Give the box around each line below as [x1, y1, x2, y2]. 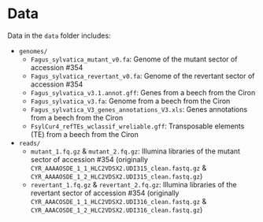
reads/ [18, 139, 41, 147]
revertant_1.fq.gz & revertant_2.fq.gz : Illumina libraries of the [30, 179, 237, 189]
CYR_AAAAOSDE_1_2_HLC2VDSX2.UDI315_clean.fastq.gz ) [30, 171, 203, 181]
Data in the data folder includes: [7, 31, 111, 40]
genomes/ [18, 47, 48, 55]
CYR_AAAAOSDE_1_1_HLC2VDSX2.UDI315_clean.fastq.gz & [30, 163, 207, 172]
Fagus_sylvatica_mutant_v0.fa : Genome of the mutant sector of [30, 54, 238, 64]
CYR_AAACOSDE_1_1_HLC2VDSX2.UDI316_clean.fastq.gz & [30, 196, 207, 205]
